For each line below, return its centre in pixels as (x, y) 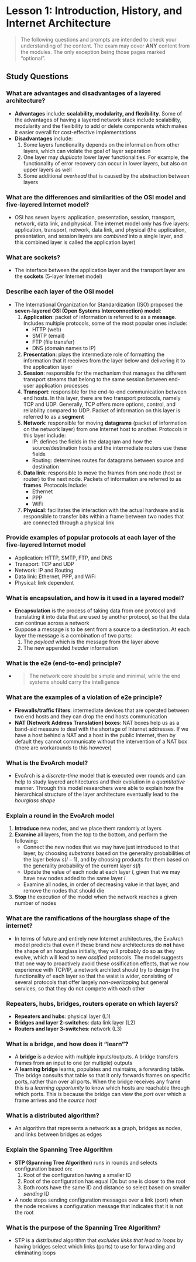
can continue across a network (52, 623)
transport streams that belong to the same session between (95, 379)
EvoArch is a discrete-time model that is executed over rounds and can (100, 776)
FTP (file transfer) (53, 342)
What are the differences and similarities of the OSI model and (96, 197)
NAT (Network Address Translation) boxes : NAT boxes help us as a (97, 722)
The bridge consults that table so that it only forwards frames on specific (102, 1076)
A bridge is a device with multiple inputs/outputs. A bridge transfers (96, 1057)
